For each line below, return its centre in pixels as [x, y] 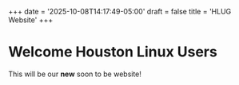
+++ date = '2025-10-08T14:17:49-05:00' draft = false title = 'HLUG [120, 12]
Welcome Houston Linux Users [113, 52]
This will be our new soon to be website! [75, 74]
